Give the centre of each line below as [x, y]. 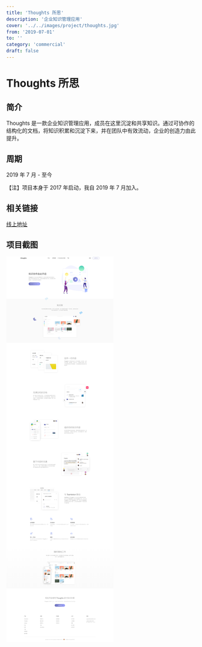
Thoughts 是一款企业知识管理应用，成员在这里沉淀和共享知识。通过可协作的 [100, 123]
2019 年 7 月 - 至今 [29, 174]
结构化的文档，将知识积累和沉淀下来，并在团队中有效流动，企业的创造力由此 [101, 130]
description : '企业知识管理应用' [44, 19]
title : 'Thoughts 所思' [35, 13]
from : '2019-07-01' [31, 32]
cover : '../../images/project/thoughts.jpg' [63, 25]
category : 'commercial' [36, 45]
